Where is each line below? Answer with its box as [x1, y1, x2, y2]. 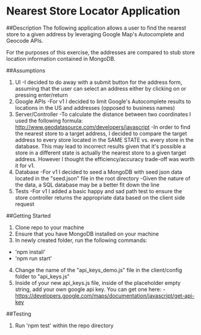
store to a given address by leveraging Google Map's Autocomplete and [6, 30, 185, 37]
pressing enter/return [14, 91, 68, 98]
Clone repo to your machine [14, 223, 84, 231]
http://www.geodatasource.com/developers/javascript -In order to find [14, 123, 191, 130]
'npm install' [14, 248, 46, 255]
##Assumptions [6, 66, 46, 74]
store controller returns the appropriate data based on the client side [14, 194, 185, 201]
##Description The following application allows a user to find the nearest [6, 24, 187, 31]
